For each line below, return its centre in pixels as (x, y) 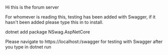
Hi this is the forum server (32, 7)
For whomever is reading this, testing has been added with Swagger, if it (80, 17)
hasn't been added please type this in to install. (54, 22)
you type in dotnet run (28, 47)
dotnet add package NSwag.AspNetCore (48, 32)
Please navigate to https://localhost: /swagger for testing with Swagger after (84, 41)
